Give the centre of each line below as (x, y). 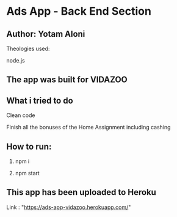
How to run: (29, 146)
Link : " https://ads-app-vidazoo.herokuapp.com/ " (69, 207)
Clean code (21, 115)
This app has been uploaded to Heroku (81, 192)
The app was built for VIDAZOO (67, 80)
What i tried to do (40, 100)
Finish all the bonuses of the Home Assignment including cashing (88, 128)
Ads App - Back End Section (79, 11)
